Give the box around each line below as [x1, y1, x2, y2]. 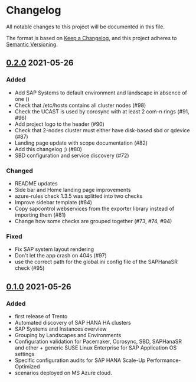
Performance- [146, 357, 181, 364]
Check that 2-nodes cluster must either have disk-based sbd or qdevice [14, 126, 190, 133]
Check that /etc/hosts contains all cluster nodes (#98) [14, 102, 146, 109]
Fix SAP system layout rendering [14, 246, 94, 253]
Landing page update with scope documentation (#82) [14, 139, 148, 146]
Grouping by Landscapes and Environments [14, 331, 122, 338]
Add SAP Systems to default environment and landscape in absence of [14, 89, 187, 96]
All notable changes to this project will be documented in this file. [6, 23, 165, 30]
